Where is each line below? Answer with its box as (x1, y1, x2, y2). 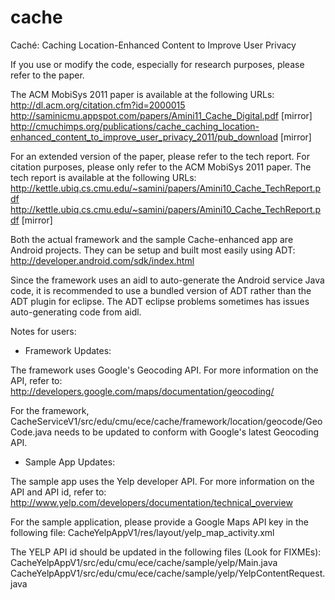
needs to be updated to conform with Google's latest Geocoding (54, 426, 319, 438)
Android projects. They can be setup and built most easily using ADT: (10, 244, 296, 256)
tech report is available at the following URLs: (10, 171, 197, 183)
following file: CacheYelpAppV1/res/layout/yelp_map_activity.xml (10, 526, 275, 538)
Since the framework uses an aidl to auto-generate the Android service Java (10, 274, 325, 286)
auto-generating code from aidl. (10, 306, 142, 318)
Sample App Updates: (24, 456, 116, 468)
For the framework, (10, 404, 90, 416)
